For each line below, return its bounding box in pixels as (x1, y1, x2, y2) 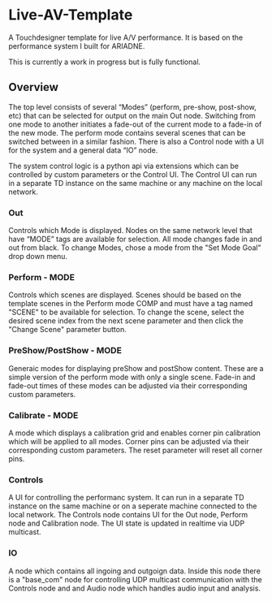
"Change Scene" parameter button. (8, 325, 127, 335)
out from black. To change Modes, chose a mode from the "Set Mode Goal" (8, 243, 261, 253)
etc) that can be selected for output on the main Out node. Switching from (8, 110, 256, 120)
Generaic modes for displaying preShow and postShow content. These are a (8, 363, 264, 373)
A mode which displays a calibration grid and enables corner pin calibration (8, 428, 261, 438)
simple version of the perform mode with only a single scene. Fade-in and (8, 372, 256, 382)
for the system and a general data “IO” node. (8, 145, 158, 155)
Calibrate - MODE (8, 409, 79, 421)
